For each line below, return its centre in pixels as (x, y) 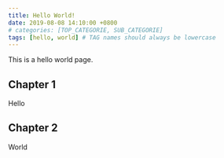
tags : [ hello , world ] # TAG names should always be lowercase (112, 37)
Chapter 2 (33, 128)
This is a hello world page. (51, 60)
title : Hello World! (42, 15)
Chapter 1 (32, 85)
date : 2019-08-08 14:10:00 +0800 (63, 23)
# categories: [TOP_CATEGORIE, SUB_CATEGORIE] (86, 30)
